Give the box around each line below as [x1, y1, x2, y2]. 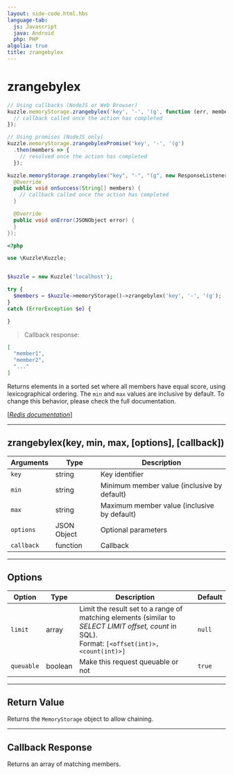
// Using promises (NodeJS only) [7, 133, 104, 141]
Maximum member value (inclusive [100, 501, 215, 510]
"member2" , [13, 357, 45, 364]
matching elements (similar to [79, 612, 175, 622]
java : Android [13, 29, 54, 37]
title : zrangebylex [7, 49, 64, 56]
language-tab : [7, 17, 49, 24]
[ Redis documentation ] [7, 410, 73, 419]
